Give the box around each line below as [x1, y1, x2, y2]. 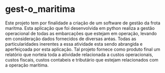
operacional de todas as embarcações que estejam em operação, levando [5, 30, 157, 36]
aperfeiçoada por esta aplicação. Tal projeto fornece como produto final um [5, 46, 161, 52]
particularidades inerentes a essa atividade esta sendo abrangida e [5, 41, 143, 47]
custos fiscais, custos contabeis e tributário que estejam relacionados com [5, 57, 159, 63]
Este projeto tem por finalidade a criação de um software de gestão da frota [5, 20, 161, 26]
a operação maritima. [5, 62, 49, 68]
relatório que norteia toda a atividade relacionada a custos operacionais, [5, 51, 153, 58]
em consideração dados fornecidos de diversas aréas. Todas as [5, 36, 137, 42]
